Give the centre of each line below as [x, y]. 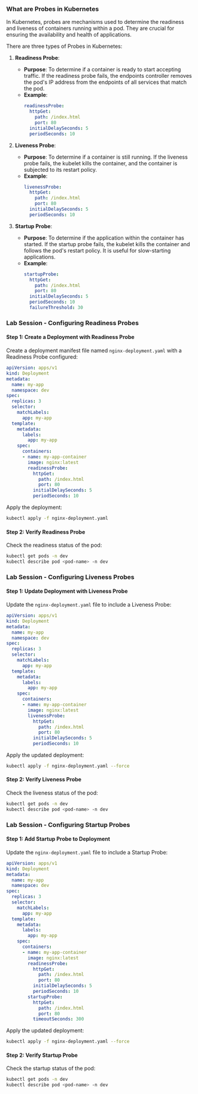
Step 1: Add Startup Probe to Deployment [58, 839]
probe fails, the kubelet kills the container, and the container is [100, 163]
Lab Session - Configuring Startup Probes [68, 825]
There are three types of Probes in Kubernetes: [64, 46]
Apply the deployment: [34, 507]
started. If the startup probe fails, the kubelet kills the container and [107, 244]
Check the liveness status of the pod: [52, 793]
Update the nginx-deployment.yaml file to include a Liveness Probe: [89, 604]
